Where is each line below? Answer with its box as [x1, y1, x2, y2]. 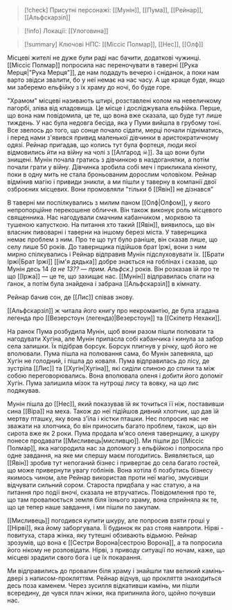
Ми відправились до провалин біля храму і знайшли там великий [7, 567, 201, 575]
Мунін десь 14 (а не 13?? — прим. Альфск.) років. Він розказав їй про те [7, 265, 220, 273]
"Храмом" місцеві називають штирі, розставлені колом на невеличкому [7, 96, 222, 105]
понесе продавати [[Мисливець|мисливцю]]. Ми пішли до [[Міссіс [7, 437, 204, 445]
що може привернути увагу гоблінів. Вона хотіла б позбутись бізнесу [7, 466, 213, 474]
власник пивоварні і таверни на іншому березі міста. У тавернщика [7, 228, 207, 236]
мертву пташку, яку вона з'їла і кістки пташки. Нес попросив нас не [7, 414, 209, 423]
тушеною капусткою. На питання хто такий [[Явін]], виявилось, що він [7, 221, 215, 228]
